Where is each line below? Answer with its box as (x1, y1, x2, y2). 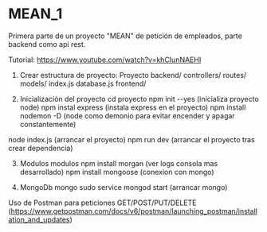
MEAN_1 (8, 5, 63, 23)
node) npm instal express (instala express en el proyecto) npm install (19, 102, 246, 112)
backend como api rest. (8, 39, 86, 48)
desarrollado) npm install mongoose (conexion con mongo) (19, 167, 214, 176)
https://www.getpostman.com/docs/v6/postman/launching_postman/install (10, 206, 257, 215)
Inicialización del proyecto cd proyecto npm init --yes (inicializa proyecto (19, 94, 259, 103)
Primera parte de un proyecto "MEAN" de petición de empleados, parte (8, 31, 243, 41)
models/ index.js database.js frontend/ (19, 79, 147, 88)
